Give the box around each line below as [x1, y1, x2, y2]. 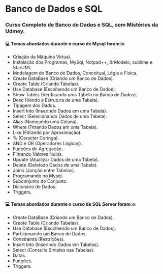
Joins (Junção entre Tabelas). [12, 168, 75, 174]
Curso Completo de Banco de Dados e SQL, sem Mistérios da [5, 21, 158, 29]
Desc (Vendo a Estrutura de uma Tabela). [12, 97, 99, 103]
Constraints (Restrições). [12, 236, 65, 242]
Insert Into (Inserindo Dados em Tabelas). [12, 241, 100, 248]
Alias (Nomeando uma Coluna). [12, 119, 78, 125]
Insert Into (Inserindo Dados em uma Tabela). [12, 108, 108, 114]
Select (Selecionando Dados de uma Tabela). [12, 113, 108, 120]
